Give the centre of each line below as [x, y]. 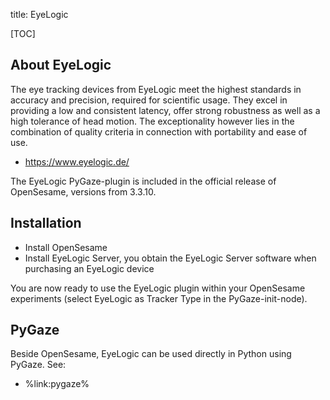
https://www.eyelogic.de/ [77, 161]
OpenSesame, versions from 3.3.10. [83, 191]
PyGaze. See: [38, 365]
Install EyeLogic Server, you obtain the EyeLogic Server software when [170, 258]
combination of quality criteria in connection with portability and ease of [159, 131]
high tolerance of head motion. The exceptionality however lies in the [152, 121]
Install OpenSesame [66, 247]
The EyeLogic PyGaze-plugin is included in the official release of [143, 181]
